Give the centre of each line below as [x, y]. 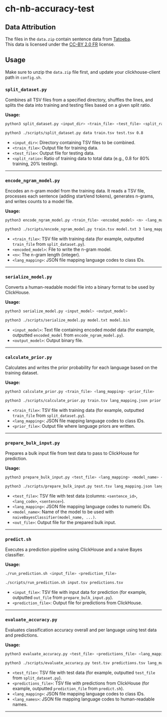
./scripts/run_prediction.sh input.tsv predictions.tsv [64, 583]
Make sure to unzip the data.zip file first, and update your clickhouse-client [83, 72]
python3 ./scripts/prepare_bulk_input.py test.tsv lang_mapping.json [79, 487]
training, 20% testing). [35, 164]
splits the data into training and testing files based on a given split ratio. [78, 105]
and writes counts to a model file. [39, 201]
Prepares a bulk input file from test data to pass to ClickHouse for [72, 453]
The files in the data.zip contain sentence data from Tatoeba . [68, 39]
